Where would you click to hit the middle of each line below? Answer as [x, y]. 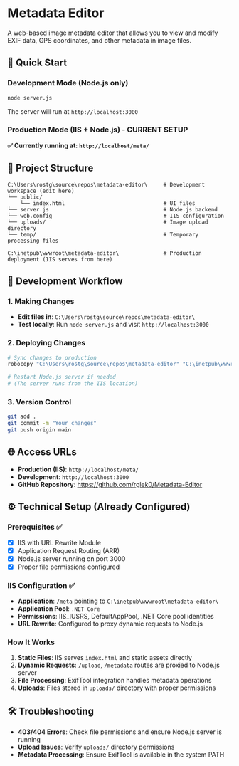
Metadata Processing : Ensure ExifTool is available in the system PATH [121, 755]
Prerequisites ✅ [35, 527]
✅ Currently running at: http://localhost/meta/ [78, 145]
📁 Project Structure [51, 168]
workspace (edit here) [41, 191]
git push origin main [39, 430]
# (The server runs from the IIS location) [73, 384]
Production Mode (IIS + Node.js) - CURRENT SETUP [98, 130]
